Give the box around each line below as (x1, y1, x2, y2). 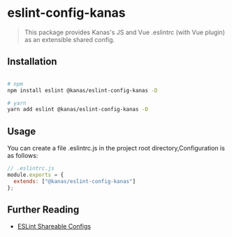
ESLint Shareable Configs (17, 222, 92, 231)
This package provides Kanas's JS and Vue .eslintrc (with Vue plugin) (24, 28, 226, 36)
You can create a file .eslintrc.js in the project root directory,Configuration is (7, 144, 225, 152)
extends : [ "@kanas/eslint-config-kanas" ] (13, 178, 136, 185)
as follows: (7, 152, 38, 160)
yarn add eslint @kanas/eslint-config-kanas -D (7, 106, 149, 113)
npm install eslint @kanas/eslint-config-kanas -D (7, 87, 158, 94)
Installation (7, 56, 57, 68)
